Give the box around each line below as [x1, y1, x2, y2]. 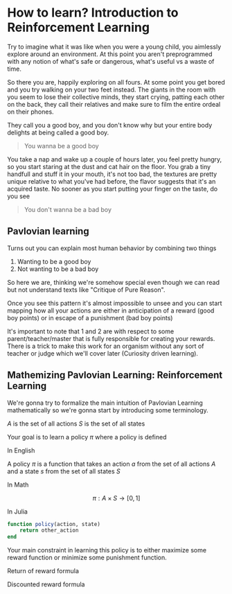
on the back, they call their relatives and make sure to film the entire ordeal [7, 100, 221, 108]
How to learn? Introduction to [7, 5, 179, 21]
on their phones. [7, 107, 54, 116]
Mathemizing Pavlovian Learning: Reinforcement [7, 369, 223, 381]
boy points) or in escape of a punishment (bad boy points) [7, 313, 173, 322]
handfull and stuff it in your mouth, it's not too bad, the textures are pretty [7, 170, 217, 178]
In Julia [7, 507, 28, 516]
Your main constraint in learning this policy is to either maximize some [7, 546, 206, 554]
